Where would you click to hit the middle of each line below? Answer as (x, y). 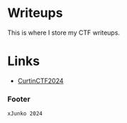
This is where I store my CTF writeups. (64, 33)
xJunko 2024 (25, 114)
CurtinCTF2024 (40, 81)
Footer (19, 99)
